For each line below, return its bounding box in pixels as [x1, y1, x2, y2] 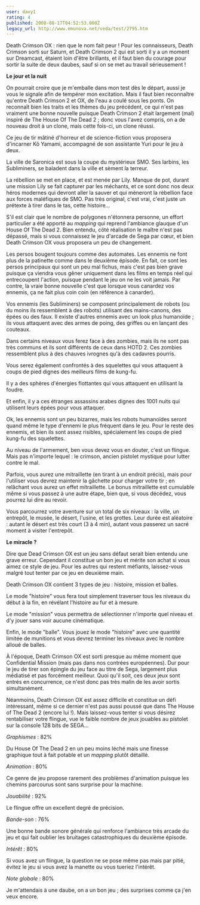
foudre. [6, 386, 24, 393]
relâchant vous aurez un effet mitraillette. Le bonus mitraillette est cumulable [6, 484, 195, 491]
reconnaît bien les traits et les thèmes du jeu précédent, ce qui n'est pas [6, 103, 184, 111]
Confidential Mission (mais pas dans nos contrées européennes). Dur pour [6, 659, 190, 666]
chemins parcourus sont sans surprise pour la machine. [6, 781, 143, 788]
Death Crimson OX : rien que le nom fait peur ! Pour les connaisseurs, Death [6, 42, 193, 49]
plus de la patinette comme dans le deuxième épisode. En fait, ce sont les [6, 257, 187, 264]
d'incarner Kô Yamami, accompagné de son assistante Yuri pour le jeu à [6, 140, 183, 147]
